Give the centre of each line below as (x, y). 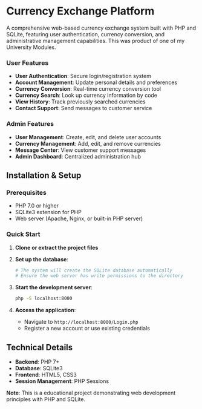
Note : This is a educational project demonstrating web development (91, 393)
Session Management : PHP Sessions (62, 381)
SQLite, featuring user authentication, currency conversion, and (86, 34)
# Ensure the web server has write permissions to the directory (99, 276)
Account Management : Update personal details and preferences (96, 82)
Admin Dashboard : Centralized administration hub (78, 156)
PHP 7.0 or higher (37, 206)
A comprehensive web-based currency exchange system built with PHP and (101, 28)
